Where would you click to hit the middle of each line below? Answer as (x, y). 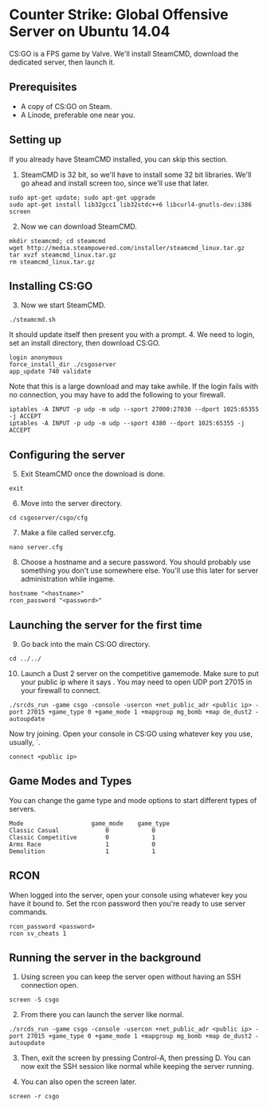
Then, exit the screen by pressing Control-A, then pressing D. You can (135, 1058)
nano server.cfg (36, 547)
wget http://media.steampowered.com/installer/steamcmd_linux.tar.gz (127, 248)
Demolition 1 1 (82, 851)
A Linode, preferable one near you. (78, 115)
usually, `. (25, 742)
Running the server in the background (105, 958)
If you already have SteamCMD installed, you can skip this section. (118, 159)
